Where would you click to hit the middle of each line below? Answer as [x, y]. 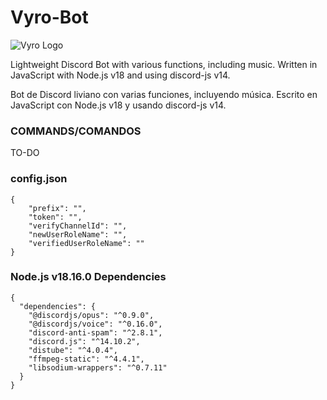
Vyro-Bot [49, 17]
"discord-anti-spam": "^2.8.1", [95, 332]
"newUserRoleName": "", [78, 234]
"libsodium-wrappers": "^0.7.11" [98, 367]
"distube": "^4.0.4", [73, 350]
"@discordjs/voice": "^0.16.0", [95, 324]
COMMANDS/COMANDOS [76, 131]
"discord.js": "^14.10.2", [84, 341]
